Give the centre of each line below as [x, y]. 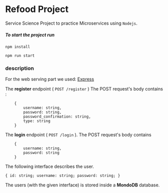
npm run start [20, 56]
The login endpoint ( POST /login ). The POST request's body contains [78, 135]
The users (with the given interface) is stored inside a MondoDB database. [82, 185]
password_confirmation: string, [57, 117]
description [20, 68]
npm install [18, 47]
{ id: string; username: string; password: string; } [63, 176]
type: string [37, 121]
